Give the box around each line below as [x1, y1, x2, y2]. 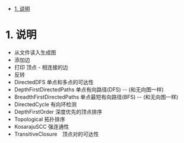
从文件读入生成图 [14, 49, 56, 56]
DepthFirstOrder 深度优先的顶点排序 [14, 108, 103, 115]
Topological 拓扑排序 [14, 115, 66, 123]
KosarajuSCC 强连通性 [14, 123, 69, 130]
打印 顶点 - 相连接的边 [14, 63, 69, 71]
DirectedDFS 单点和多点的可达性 [14, 78, 94, 85]
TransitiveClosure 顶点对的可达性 [14, 130, 99, 138]
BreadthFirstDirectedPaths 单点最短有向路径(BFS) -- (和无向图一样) [14, 93, 179, 100]
